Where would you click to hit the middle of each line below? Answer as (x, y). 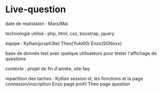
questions (16, 59)
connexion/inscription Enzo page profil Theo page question (68, 84)
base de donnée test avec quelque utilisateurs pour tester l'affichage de (81, 53)
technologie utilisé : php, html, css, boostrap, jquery (60, 33)
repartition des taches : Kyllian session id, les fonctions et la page (74, 78)
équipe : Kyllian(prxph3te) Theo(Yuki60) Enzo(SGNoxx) (63, 43)
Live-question (36, 9)
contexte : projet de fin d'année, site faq (48, 68)
